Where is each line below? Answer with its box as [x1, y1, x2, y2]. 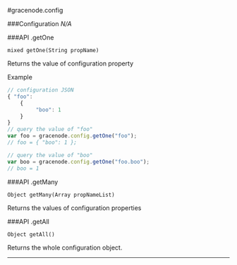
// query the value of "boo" [7, 152, 93, 159]
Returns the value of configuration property [7, 59, 134, 68]
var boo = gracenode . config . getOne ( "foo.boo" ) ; [7, 158, 150, 165]
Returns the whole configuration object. [7, 243, 123, 252]
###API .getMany [7, 178, 59, 186]
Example [7, 73, 33, 81]
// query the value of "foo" [7, 126, 93, 133]
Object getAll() [7, 230, 55, 238]
